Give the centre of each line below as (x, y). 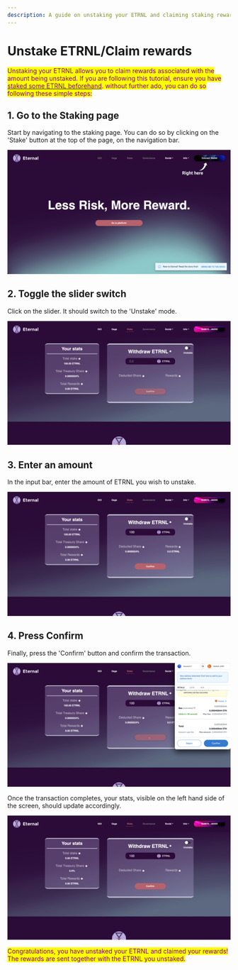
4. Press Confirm (45, 636)
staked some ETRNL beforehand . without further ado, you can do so (107, 86)
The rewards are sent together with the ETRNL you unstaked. (97, 959)
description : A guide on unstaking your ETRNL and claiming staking (110, 15)
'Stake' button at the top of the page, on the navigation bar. (93, 140)
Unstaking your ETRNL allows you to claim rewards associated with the (111, 70)
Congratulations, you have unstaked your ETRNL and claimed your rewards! (118, 951)
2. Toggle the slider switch (67, 294)
